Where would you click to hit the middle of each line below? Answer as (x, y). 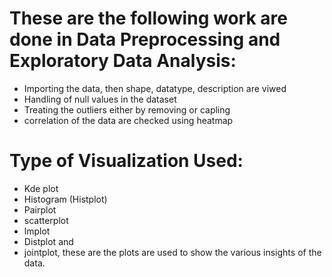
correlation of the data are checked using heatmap (128, 120)
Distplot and (48, 241)
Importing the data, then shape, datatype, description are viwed (155, 88)
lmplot (37, 231)
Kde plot (41, 188)
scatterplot (46, 220)
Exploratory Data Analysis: (123, 61)
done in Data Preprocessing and (145, 39)
